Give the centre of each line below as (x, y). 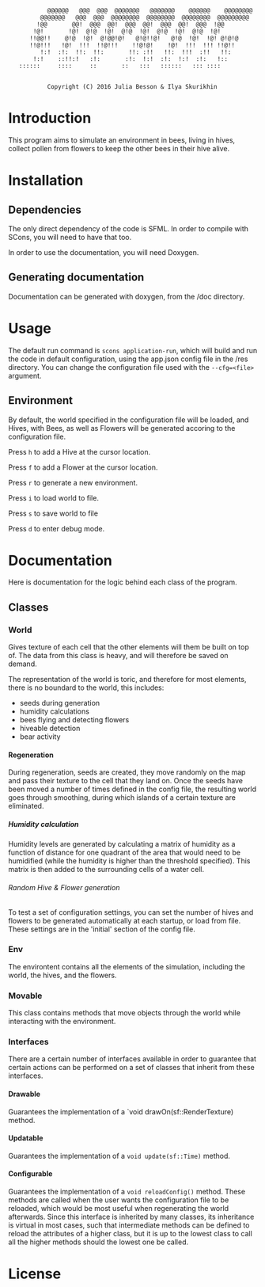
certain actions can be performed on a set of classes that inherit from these (131, 1068)
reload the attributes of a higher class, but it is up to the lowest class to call (131, 1234)
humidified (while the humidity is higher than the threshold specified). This (129, 861)
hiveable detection (50, 729)
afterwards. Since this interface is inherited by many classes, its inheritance (131, 1217)
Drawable (25, 1094)
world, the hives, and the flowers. (62, 975)
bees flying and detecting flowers (74, 720)
